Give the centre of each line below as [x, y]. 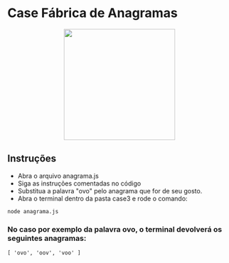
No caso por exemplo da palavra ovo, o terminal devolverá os [115, 229]
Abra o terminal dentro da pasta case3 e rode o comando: [102, 198]
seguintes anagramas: [47, 238]
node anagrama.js [33, 211]
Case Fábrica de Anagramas [92, 13]
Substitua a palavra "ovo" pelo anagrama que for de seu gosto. [110, 190]
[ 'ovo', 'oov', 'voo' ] [44, 253]
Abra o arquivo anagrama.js [58, 176]
